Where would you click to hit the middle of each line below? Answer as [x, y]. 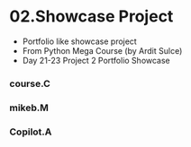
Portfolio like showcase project [79, 41]
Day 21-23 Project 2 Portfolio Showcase [96, 60]
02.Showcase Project [91, 17]
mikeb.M [29, 108]
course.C [30, 83]
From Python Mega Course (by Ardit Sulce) [102, 50]
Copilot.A [31, 132]
